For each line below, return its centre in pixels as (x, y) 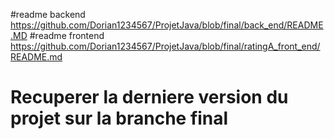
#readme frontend (67, 35)
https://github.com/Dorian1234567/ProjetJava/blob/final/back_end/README (167, 25)
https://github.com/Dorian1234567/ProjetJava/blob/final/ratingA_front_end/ (165, 46)
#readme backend (48, 14)
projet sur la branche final (119, 118)
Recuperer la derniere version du (149, 97)
